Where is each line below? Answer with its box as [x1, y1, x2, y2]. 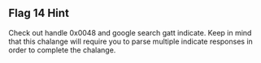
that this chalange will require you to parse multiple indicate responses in [8, 36, 254, 46]
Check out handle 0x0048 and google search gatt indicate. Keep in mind [8, 27, 252, 37]
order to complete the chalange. [8, 44, 116, 55]
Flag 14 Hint [8, 6, 69, 20]
